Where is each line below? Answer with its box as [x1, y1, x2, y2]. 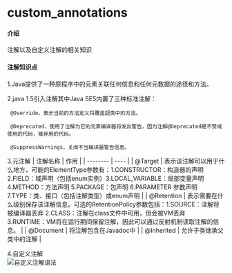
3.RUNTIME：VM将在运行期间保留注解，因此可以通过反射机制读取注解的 [7, 217, 213, 226]
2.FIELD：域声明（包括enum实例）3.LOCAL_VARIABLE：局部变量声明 [7, 174, 204, 182]
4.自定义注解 [7, 249, 43, 258]
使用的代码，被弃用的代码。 [7, 130, 75, 137]
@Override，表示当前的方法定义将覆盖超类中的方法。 [10, 109, 142, 116]
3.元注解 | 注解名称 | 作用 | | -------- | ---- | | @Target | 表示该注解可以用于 [7, 157, 219, 165]
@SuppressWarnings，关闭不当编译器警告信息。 [10, 143, 130, 150]
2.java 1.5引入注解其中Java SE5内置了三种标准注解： [7, 94, 157, 103]
